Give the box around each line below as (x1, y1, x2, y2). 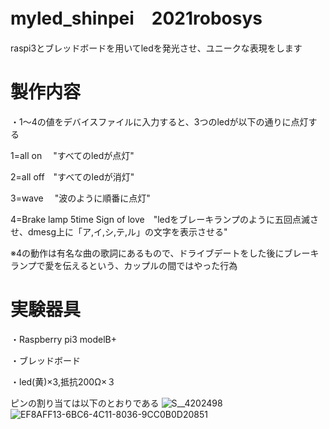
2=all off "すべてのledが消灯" (10, 170, 135, 183)
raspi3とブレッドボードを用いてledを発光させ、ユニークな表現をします (10, 42, 303, 54)
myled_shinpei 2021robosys (10, 7, 263, 30)
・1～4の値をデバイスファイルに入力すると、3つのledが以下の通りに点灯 (10, 115, 309, 128)
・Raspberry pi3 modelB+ (10, 333, 118, 345)
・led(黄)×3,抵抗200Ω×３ (10, 375, 117, 388)
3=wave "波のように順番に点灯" (10, 192, 151, 204)
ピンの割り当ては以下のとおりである (10, 397, 160, 409)
